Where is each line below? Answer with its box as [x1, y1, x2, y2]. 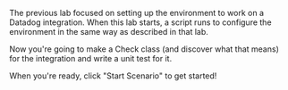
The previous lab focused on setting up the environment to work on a [9, 8, 265, 18]
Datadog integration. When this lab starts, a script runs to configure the [9, 17, 272, 28]
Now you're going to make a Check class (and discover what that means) [9, 44, 280, 54]
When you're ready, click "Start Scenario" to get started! [9, 70, 217, 81]
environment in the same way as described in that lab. [9, 27, 208, 37]
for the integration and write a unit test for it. [9, 53, 173, 63]
